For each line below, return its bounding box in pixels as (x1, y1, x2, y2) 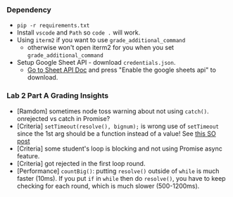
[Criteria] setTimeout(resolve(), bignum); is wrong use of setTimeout (16, 122, 220, 130)
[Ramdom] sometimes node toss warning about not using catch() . (16, 107, 209, 115)
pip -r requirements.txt (16, 23, 90, 30)
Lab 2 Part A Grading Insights (6, 91, 109, 101)
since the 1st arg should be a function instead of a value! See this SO (16, 129, 216, 138)
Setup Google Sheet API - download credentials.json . (16, 58, 176, 67)
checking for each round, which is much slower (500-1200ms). (16, 182, 200, 190)
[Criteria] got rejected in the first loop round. (16, 159, 146, 167)
